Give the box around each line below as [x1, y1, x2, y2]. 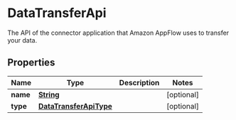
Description [119, 77, 160, 87]
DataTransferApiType [38, 101, 112, 111]
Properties [7, 57, 55, 69]
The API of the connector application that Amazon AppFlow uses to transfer [7, 28, 230, 37]
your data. [7, 36, 38, 44]
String [38, 89, 60, 99]
